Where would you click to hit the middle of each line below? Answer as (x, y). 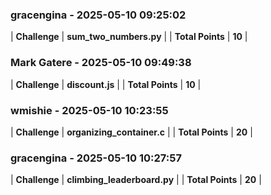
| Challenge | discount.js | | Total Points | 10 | (106, 84)
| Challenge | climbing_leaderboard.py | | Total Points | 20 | (136, 180)
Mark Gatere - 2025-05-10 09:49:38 (101, 63)
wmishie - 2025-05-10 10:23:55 (89, 110)
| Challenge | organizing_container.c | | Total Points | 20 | (131, 132)
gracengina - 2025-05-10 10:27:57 (96, 158)
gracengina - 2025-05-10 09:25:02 (98, 15)
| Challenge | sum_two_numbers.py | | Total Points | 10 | (129, 37)
